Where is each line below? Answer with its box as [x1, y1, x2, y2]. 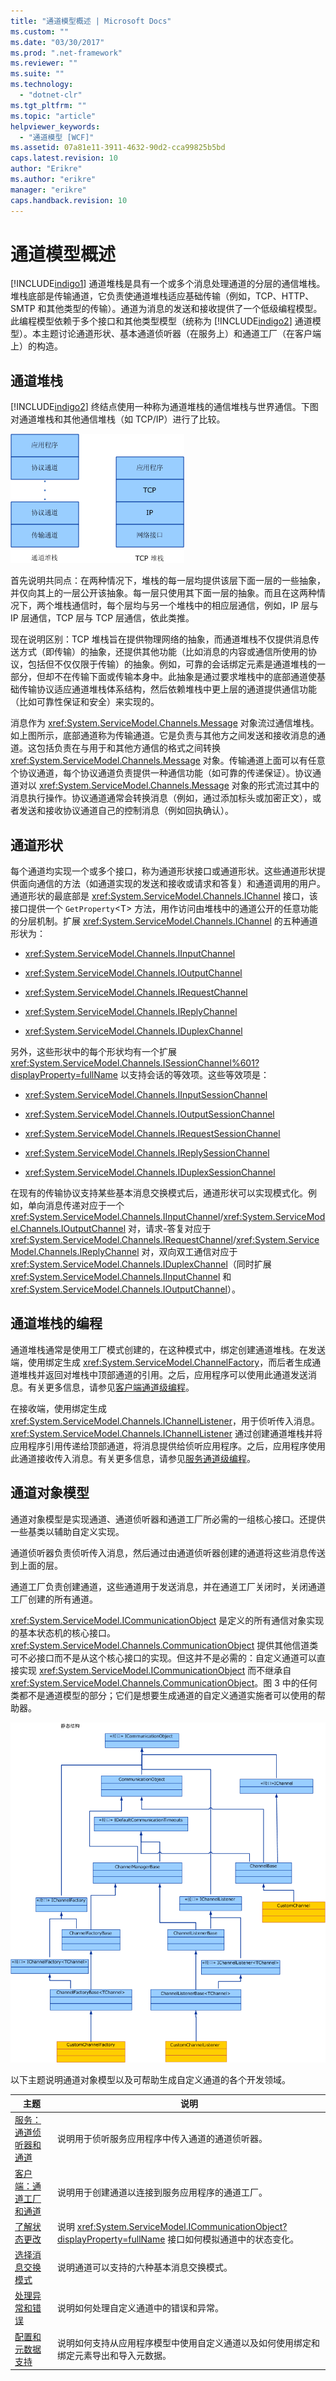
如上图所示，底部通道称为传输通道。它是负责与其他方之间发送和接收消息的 [10, 730, 317, 742]
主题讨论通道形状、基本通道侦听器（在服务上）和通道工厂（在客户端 [40, 328, 322, 340]
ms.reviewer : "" [10, 58, 78, 69]
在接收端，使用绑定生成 [10, 1402, 107, 1414]
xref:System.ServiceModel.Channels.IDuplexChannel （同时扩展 [10, 1258, 272, 1270]
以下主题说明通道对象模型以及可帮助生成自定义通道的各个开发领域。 [10, 2073, 291, 2085]
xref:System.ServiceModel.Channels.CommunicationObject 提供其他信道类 [10, 1639, 319, 1651]
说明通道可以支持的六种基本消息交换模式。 [57, 2261, 233, 2274]
